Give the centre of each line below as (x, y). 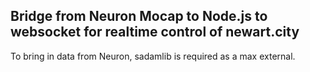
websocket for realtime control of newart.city (155, 32)
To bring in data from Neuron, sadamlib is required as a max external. (153, 56)
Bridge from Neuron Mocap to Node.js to (139, 16)
